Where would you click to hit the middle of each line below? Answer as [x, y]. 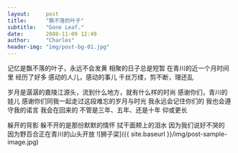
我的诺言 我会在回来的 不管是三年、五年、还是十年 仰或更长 [100, 110]
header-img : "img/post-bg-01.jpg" [59, 47]
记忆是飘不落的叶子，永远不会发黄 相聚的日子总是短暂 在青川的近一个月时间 [118, 68]
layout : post [33, 14]
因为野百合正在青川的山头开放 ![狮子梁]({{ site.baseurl [86, 134]
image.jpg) [23, 142]
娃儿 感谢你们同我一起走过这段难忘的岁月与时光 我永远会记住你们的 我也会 [116, 101]
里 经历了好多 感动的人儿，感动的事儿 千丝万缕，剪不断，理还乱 [100, 77]
